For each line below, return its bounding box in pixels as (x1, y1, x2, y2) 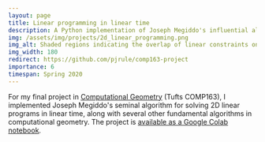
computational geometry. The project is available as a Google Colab (8, 117, 229, 126)
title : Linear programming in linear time (8, 19, 150, 27)
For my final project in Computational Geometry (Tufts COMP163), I (8, 92, 226, 101)
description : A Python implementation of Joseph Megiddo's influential (8, 26, 248, 34)
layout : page (8, 11, 51, 20)
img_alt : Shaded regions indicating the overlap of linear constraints (8, 41, 248, 49)
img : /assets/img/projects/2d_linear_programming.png (8, 33, 189, 42)
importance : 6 (8, 63, 55, 71)
